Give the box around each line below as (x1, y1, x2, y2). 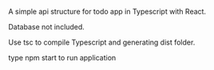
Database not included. (8, 22, 85, 31)
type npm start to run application (8, 53, 117, 62)
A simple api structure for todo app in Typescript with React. (8, 7, 206, 16)
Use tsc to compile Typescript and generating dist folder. (8, 37, 196, 47)
